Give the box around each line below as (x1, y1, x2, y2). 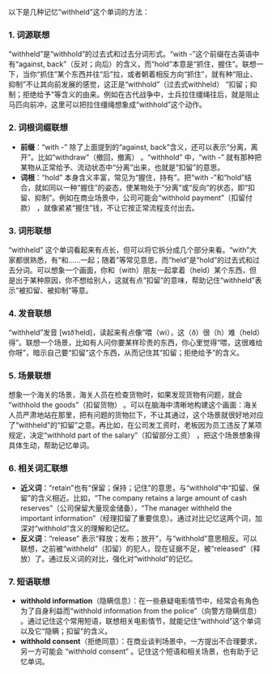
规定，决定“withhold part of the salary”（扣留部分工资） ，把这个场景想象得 (8, 430, 261, 440)
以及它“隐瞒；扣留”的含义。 (19, 626, 113, 636)
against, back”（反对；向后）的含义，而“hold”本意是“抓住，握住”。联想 (19, 59, 257, 69)
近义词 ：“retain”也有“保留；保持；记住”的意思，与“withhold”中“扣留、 (19, 483, 253, 493)
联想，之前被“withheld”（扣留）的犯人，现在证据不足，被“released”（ (19, 544, 253, 553)
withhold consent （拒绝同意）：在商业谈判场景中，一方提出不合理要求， (19, 637, 261, 646)
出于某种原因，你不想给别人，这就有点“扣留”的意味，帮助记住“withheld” (15, 275, 255, 285)
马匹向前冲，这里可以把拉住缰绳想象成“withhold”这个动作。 (8, 100, 206, 109)
